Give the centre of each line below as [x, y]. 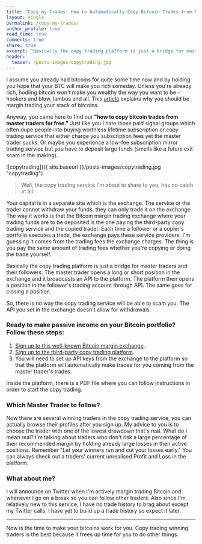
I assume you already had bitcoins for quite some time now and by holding [98, 80]
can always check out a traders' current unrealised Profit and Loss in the [96, 457]
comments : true [25, 40]
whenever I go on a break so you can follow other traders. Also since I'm [96, 498]
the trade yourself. [29, 254]
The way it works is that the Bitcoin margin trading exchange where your [96, 216]
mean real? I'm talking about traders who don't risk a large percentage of [97, 437]
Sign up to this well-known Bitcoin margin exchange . [80, 345]
